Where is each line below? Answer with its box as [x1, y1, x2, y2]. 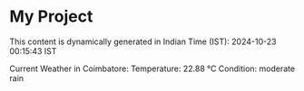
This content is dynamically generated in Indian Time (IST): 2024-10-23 [9, 36, 277, 47]
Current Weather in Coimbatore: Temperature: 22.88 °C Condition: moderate [9, 63, 296, 74]
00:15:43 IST [9, 45, 57, 56]
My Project [9, 6, 93, 27]
